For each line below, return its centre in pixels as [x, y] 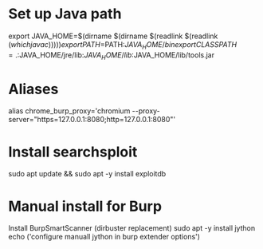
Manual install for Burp [85, 206]
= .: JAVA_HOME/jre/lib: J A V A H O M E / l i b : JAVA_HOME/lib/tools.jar [112, 55]
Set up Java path [65, 14]
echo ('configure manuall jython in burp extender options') [104, 237]
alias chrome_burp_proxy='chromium [69, 111]
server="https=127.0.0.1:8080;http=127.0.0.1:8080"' [92, 120]
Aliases [33, 89]
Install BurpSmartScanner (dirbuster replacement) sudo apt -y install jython [132, 228]
